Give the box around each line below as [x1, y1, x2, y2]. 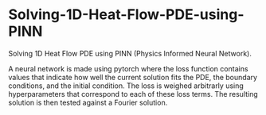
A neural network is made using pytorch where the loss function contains [8, 63, 248, 73]
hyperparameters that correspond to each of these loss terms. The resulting [8, 89, 259, 98]
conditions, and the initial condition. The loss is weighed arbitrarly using [8, 81, 244, 90]
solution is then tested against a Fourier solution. [8, 98, 168, 107]
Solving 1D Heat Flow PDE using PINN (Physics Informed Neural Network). [8, 48, 252, 58]
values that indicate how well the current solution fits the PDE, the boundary [8, 72, 257, 82]
